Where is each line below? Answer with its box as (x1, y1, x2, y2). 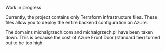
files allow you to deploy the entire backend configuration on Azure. (5, 20, 148, 25)
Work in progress (5, 5, 42, 10)
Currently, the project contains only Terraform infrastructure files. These (5, 14, 157, 20)
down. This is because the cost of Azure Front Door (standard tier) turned (5, 35, 160, 40)
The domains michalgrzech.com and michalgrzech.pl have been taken (5, 29, 153, 35)
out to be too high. (5, 40, 44, 46)
